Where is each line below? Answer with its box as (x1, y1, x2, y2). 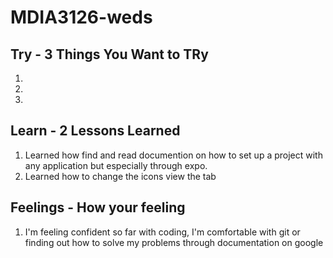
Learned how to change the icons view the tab (24, 170, 217, 182)
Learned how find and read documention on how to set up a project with (24, 149, 323, 161)
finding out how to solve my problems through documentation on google (24, 236, 324, 248)
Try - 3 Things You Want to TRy (10, 46, 209, 63)
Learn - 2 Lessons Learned (10, 122, 181, 140)
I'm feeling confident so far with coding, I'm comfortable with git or (24, 226, 301, 238)
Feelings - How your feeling (10, 199, 186, 216)
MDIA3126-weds (10, 6, 153, 29)
